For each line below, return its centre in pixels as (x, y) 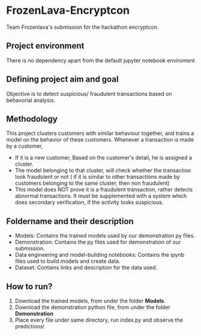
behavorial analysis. (31, 100)
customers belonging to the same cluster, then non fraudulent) (92, 183)
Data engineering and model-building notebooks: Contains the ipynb (100, 255)
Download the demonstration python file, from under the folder (93, 307)
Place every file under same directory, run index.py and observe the (99, 320)
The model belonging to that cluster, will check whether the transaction (103, 170)
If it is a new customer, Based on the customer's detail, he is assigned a (103, 158)
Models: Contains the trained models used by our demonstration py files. (105, 236)
